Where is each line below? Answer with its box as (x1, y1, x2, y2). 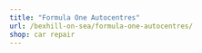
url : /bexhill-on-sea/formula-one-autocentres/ (9, 22, 194, 31)
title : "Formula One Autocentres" (9, 13, 141, 22)
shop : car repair (9, 30, 76, 39)
